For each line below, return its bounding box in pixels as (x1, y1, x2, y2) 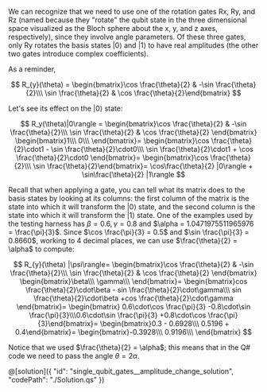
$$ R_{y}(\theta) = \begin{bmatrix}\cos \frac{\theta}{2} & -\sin (10, 80, 215, 89)
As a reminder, (8, 64, 56, 74)
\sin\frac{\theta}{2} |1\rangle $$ (81, 170, 186, 179)
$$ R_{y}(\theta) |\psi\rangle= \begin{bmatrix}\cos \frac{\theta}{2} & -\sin (13, 260, 254, 269)
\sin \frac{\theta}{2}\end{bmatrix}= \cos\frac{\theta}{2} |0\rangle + (33, 161, 253, 170)
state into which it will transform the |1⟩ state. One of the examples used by (8, 211, 253, 219)
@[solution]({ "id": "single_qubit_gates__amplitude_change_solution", (8, 367, 234, 376)
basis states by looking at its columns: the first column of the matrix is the (8, 194, 250, 203)
